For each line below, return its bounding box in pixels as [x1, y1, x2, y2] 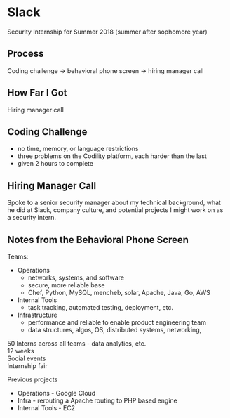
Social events [7, 354, 46, 363]
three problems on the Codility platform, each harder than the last [17, 152, 207, 160]
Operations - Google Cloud [17, 389, 96, 397]
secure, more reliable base [27, 281, 105, 289]
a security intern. [7, 214, 57, 222]
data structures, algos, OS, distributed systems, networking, [27, 326, 202, 334]
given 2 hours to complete [17, 159, 93, 168]
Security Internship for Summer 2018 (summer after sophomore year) [7, 27, 208, 36]
